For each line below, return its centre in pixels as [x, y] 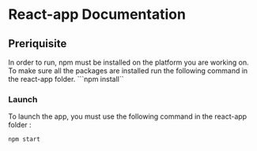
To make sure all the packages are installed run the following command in [128, 71]
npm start [25, 139]
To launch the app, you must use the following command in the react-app [128, 116]
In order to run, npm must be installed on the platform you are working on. [128, 62]
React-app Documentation [97, 15]
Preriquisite [38, 44]
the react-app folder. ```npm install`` [66, 79]
